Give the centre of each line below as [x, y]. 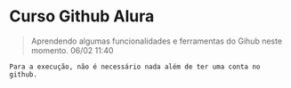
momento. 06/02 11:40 [72, 50]
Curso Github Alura [82, 16]
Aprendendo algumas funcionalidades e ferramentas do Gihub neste [157, 41]
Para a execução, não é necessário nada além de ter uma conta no [135, 67]
